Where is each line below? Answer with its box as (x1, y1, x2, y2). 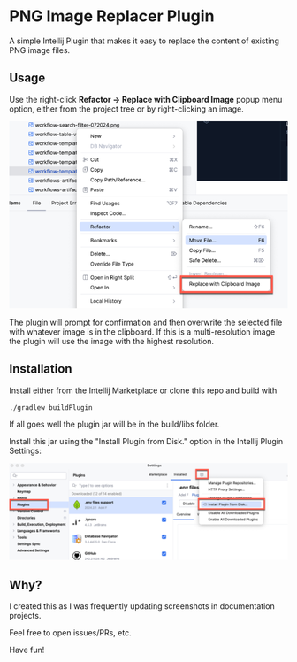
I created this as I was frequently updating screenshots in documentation (9, 600, 276, 612)
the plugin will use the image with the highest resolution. (9, 336, 215, 347)
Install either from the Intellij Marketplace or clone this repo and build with (9, 385, 278, 396)
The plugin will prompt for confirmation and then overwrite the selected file (9, 317, 283, 328)
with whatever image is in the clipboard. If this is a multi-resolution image (9, 327, 276, 337)
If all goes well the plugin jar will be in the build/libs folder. (9, 419, 220, 429)
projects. (9, 610, 42, 620)
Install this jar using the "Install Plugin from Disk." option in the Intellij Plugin (9, 435, 284, 446)
